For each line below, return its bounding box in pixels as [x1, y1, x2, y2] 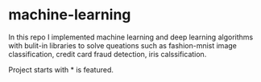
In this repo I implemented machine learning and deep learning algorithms [8, 32, 254, 42]
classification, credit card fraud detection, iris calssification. [8, 49, 207, 59]
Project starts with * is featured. [8, 64, 114, 74]
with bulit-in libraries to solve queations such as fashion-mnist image [8, 40, 238, 50]
